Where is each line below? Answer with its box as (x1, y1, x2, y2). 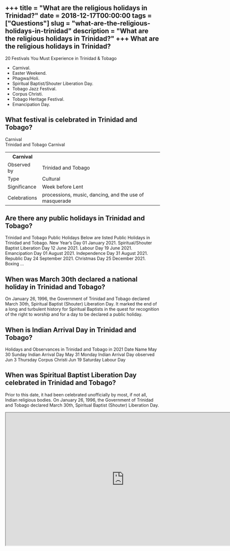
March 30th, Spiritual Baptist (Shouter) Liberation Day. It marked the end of (5, 301, 157, 307)
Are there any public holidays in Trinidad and (5, 214, 145, 222)
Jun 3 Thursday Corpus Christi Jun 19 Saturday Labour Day (5, 357, 126, 363)
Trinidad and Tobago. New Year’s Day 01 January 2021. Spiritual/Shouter (5, 240, 152, 246)
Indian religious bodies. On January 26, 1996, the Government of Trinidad (5, 397, 154, 403)
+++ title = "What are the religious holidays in (5, 4, 147, 12)
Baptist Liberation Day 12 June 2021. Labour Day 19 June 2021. (5, 245, 133, 251)
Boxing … (5, 261, 25, 267)
